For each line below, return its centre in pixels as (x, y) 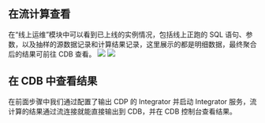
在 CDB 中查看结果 (53, 81)
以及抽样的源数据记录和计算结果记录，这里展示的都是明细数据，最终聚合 (139, 44)
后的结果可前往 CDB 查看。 (52, 54)
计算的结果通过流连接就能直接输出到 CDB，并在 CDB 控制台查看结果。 (122, 111)
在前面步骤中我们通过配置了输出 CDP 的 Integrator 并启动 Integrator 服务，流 (132, 101)
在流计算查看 (39, 14)
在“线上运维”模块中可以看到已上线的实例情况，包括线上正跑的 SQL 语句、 (127, 34)
